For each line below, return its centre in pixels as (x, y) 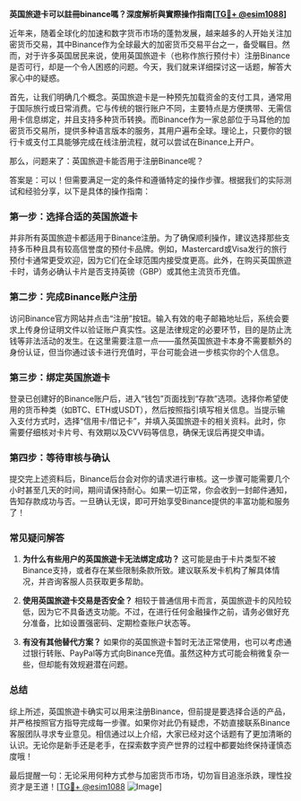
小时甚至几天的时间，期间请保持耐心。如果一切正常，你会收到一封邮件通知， (150, 490)
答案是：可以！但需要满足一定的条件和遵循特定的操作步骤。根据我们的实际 (146, 180)
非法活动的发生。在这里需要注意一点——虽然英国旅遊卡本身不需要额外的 (158, 341)
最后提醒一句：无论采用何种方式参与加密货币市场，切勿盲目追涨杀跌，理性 (146, 775)
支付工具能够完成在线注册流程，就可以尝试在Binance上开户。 (146, 142)
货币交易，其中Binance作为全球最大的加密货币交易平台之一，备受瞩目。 (150, 44)
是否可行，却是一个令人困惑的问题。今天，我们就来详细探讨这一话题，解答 (146, 67)
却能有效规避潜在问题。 (89, 665)
